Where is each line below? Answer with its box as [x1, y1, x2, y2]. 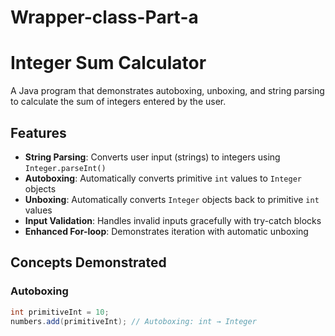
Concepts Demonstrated [10, 254, 167, 271]
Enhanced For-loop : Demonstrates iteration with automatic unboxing [24, 225, 309, 237]
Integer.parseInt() [24, 163, 107, 173]
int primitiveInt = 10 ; [10, 307, 110, 317]
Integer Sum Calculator [10, 52, 207, 75]
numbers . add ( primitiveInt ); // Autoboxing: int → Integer [10, 316, 257, 326]
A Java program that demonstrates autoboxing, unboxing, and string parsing [10, 85, 325, 97]
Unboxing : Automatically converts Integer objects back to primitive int [24, 193, 320, 205]
